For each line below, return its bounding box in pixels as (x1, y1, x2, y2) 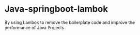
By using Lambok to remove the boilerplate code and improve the (4, 19, 135, 25)
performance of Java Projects (4, 24, 64, 30)
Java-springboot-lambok (4, 3, 108, 15)
